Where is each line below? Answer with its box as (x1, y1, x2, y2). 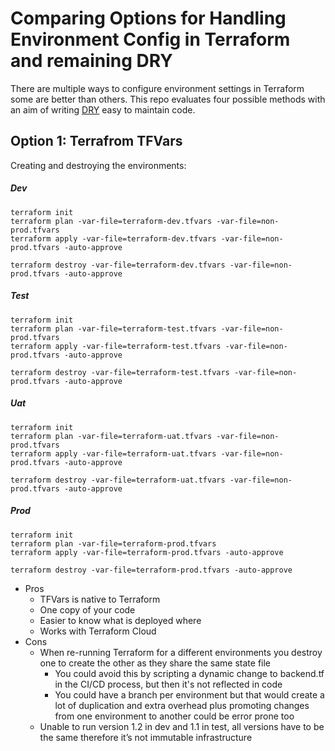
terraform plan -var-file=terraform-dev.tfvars (10, 216, 213, 226)
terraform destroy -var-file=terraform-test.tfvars (10, 367, 230, 377)
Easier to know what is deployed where (39, 614, 202, 626)
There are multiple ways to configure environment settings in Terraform (10, 82, 305, 94)
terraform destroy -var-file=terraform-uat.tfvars (10, 475, 226, 485)
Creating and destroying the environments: (10, 159, 187, 171)
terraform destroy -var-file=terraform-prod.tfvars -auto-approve (10, 565, 293, 575)
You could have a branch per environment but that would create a (54, 688, 325, 701)
